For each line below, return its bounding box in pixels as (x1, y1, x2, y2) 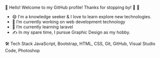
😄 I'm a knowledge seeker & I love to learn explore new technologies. (12, 14, 152, 19)
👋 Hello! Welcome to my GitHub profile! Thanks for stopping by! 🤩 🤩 (5, 5, 140, 10)
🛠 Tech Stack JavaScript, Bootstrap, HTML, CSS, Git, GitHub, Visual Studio (5, 41, 156, 46)
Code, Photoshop (5, 48, 40, 53)
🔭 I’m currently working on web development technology (12, 19, 126, 24)
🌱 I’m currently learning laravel (12, 24, 74, 30)
